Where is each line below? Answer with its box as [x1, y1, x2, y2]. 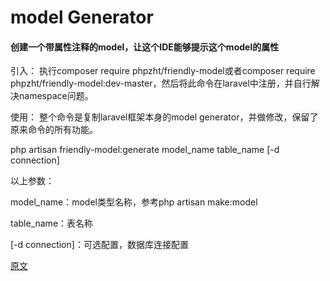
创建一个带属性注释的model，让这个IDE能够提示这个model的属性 [10, 41, 280, 53]
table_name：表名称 [10, 217, 94, 230]
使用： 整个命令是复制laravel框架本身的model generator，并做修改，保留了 [10, 111, 319, 123]
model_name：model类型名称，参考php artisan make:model [10, 196, 258, 208]
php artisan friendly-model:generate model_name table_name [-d [10, 144, 280, 156]
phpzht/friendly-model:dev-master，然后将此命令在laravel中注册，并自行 [10, 77, 312, 90]
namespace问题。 [18, 90, 94, 102]
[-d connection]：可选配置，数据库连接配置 [10, 239, 189, 251]
